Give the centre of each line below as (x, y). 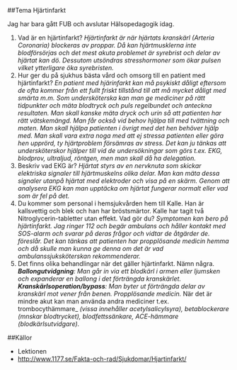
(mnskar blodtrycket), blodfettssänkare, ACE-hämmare (98, 316)
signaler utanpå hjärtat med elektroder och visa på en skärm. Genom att (123, 181)
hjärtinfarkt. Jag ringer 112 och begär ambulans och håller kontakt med (122, 226)
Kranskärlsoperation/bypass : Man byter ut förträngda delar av (111, 286)
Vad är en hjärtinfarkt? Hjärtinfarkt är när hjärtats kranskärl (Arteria (116, 38)
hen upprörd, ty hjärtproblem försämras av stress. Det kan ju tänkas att (122, 143)
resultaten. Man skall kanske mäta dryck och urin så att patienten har (119, 113)
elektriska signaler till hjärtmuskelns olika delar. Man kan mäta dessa (118, 173)
